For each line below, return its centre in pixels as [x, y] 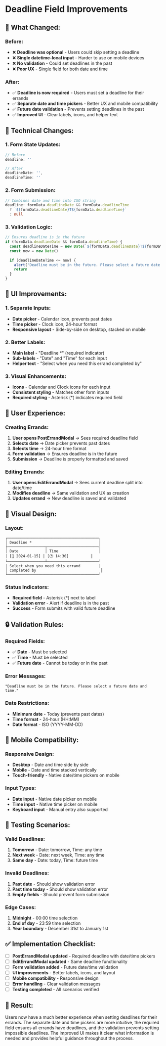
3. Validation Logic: [29, 227]
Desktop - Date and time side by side [50, 765]
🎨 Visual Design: [31, 514]
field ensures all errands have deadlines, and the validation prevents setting [82, 1028]
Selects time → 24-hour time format [49, 449]
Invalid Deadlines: [27, 873]
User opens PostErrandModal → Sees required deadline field [75, 438]
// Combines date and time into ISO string [51, 201]
